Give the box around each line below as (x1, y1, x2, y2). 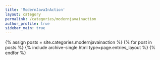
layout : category (5, 12, 41, 17)
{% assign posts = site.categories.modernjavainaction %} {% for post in (5, 39, 152, 45)
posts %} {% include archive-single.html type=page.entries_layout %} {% (5, 45, 156, 51)
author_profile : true (5, 21, 50, 26)
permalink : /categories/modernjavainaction (5, 16, 97, 21)
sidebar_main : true (5, 26, 46, 31)
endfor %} (5, 50, 26, 56)
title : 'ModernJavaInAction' (5, 7, 65, 12)
